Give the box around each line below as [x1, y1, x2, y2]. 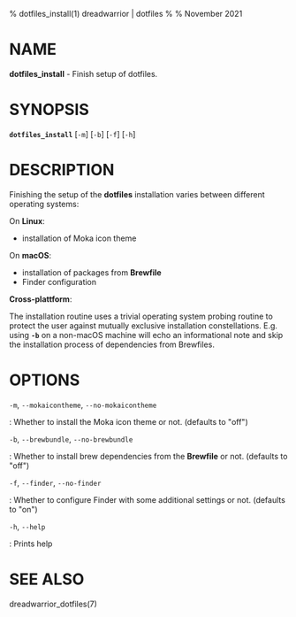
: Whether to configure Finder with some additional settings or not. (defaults [9, 494, 285, 505]
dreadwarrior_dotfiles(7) [9, 598, 97, 609]
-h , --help [9, 521, 46, 531]
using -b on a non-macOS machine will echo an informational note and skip [9, 329, 284, 340]
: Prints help [9, 538, 53, 549]
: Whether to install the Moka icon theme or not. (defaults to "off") [9, 416, 249, 427]
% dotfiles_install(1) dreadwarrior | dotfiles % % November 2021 [9, 9, 243, 19]
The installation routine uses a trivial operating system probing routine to [9, 311, 274, 321]
